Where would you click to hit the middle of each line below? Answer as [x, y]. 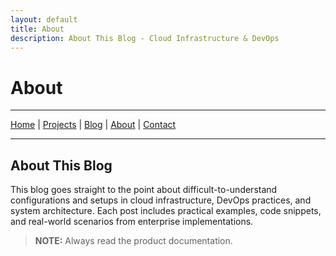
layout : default [44, 19]
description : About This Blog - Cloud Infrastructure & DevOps [145, 38]
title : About [37, 29]
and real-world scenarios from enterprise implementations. [132, 222]
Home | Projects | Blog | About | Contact [93, 125]
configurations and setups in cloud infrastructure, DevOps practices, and [161, 200]
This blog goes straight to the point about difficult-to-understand [144, 190]
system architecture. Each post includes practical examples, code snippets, [166, 211]
